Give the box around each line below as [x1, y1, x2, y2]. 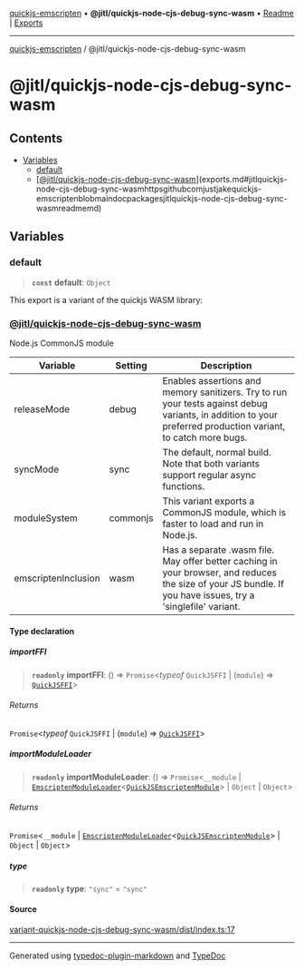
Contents [9, 131, 63, 146]
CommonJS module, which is [162, 505, 287, 518]
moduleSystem [14, 512, 79, 524]
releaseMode [14, 403, 71, 416]
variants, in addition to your [162, 408, 279, 421]
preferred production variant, [162, 419, 286, 432]
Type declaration [9, 625, 75, 636]
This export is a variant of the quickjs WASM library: [9, 294, 204, 305]
